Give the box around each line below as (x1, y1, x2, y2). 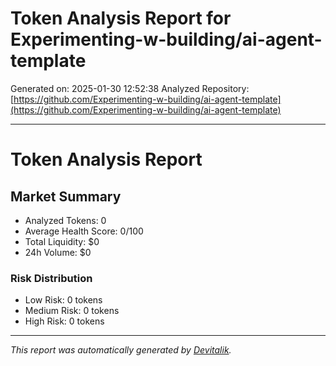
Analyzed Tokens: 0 (24, 214, 107, 226)
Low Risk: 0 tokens (24, 294, 103, 306)
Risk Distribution (10, 271, 93, 285)
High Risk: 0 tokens (24, 315, 105, 327)
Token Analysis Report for (10, 7, 232, 30)
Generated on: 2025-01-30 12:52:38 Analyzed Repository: (10, 82, 250, 94)
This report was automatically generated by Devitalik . (10, 344, 232, 356)
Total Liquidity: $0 (24, 235, 100, 247)
